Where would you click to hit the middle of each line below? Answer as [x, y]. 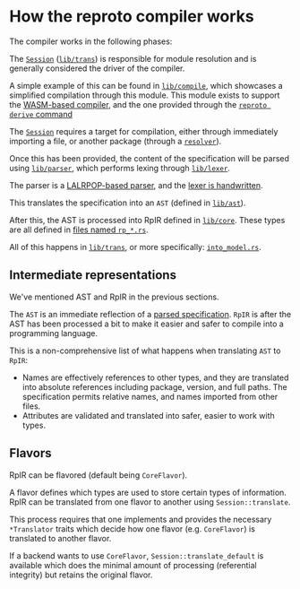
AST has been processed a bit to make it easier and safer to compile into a [146, 324]
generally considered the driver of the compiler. [97, 68]
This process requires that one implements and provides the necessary [141, 519]
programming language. [54, 333]
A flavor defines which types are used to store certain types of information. [148, 492]
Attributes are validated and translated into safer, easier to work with [148, 415]
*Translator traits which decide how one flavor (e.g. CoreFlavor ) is [132, 528]
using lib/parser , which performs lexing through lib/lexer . [120, 168]
